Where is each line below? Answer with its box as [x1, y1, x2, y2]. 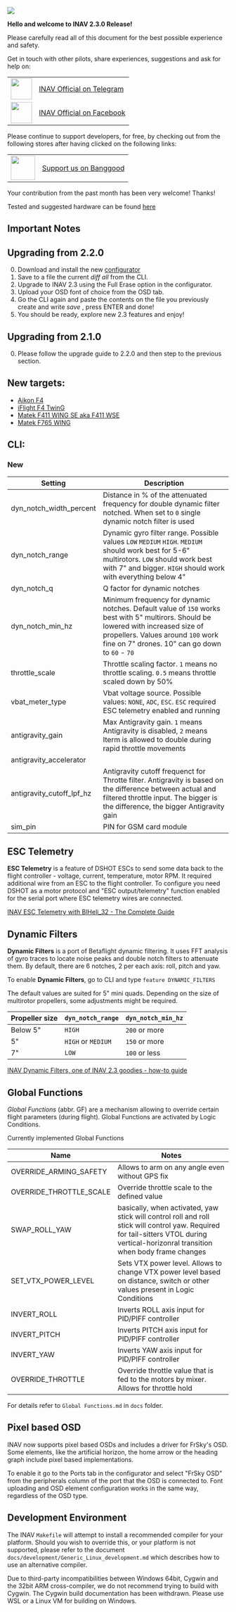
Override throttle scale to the [117, 1183, 213, 1192]
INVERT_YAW [11, 1349, 55, 1359]
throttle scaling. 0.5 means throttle [103, 667, 216, 677]
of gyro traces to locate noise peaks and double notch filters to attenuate [7, 955, 219, 963]
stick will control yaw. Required [117, 1220, 220, 1230]
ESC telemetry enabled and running [103, 705, 221, 715]
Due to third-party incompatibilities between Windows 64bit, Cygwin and [7, 1574, 218, 1582]
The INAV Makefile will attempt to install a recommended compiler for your [7, 1530, 223, 1539]
